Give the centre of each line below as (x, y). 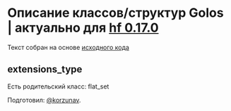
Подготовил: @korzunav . (44, 100)
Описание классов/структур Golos (115, 13)
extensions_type (45, 69)
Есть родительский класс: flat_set (58, 86)
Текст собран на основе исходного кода (68, 47)
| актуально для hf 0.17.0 (83, 28)
